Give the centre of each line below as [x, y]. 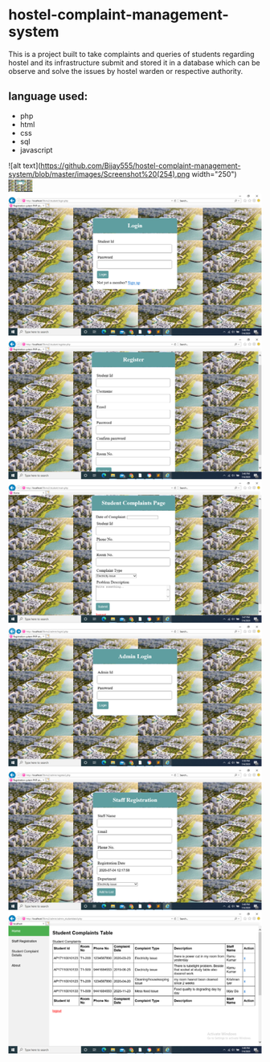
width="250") [214, 174]
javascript [36, 149]
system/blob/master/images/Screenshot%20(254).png [99, 174]
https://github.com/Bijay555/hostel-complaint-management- [141, 165]
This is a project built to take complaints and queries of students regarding [131, 54]
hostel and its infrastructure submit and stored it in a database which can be [134, 63]
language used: [48, 97]
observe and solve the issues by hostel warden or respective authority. [126, 71]
